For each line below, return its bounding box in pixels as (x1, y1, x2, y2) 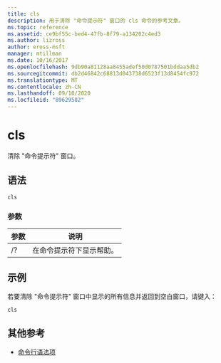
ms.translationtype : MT (7, 76, 78, 84)
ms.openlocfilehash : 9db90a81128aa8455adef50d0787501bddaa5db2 (7, 63, 200, 70)
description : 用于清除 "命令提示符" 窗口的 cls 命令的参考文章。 (7, 17, 184, 24)
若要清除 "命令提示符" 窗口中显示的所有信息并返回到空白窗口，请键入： (7, 292, 217, 300)
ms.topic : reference (7, 23, 69, 31)
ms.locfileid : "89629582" (7, 97, 84, 104)
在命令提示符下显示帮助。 (32, 246, 119, 256)
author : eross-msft (7, 43, 66, 51)
